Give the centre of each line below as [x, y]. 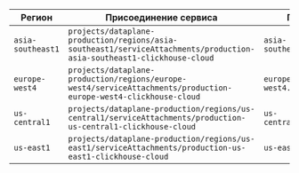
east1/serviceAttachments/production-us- [157, 148]
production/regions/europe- [127, 79]
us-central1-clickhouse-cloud [132, 126]
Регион [37, 17]
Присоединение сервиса [162, 17]
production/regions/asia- [123, 40]
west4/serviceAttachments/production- [150, 88]
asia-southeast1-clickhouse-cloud [141, 58]
